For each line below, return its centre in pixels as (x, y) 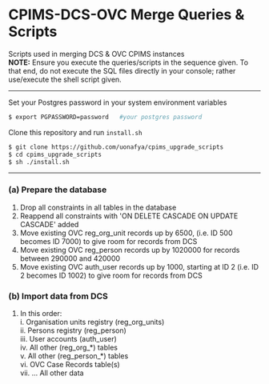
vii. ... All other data (52, 373)
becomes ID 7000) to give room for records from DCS (108, 241)
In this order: (41, 314)
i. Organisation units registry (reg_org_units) (92, 322)
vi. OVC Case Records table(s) (70, 365)
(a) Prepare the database (58, 190)
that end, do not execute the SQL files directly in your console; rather (122, 70)
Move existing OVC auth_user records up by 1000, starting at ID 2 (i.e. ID (139, 266)
